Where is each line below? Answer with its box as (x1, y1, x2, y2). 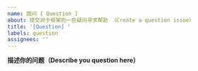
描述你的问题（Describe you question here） (7, 56, 140, 65)
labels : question (7, 29, 58, 37)
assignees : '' (7, 36, 49, 43)
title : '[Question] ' (7, 23, 71, 30)
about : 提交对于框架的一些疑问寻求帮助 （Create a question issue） (7, 17, 195, 24)
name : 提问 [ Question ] (7, 10, 78, 17)
